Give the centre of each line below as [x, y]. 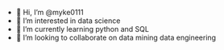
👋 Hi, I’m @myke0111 [50, 12]
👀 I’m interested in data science [68, 21]
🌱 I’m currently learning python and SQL [82, 29]
